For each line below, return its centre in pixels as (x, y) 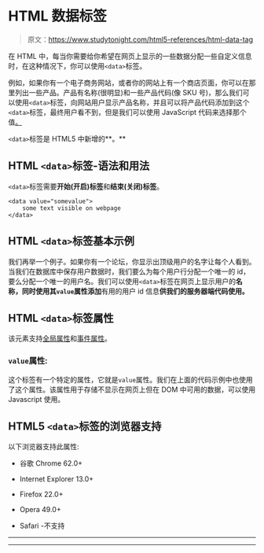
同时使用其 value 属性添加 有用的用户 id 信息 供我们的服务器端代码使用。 (135, 291)
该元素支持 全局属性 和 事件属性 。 (60, 338)
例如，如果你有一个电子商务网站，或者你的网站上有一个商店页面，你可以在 (128, 83)
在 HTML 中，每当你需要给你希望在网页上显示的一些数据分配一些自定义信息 (130, 56)
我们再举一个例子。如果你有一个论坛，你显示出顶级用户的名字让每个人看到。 (132, 261)
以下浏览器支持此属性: (44, 447)
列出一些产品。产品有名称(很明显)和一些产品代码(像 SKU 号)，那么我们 (129, 92)
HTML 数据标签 (58, 16)
